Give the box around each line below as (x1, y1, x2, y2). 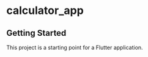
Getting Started (6, 28, 67, 38)
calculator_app (6, 4, 84, 18)
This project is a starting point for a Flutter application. (6, 44, 143, 51)
